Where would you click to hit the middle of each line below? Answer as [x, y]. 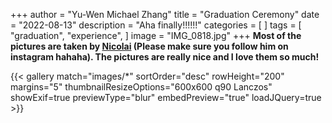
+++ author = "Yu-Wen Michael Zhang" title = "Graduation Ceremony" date [165, 14]
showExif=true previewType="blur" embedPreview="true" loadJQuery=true [166, 97]
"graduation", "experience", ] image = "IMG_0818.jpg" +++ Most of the [156, 35]
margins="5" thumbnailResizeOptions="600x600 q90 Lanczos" [141, 87]
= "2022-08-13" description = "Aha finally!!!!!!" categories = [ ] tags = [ [156, 25]
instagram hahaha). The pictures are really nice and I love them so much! [165, 57]
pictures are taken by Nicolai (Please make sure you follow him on [149, 46]
